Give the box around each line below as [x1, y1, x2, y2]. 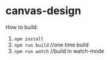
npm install [14, 36, 44, 42]
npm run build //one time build [14, 41, 89, 48]
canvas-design [5, 4, 82, 18]
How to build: [5, 24, 38, 31]
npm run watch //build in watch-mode [14, 47, 105, 54]
